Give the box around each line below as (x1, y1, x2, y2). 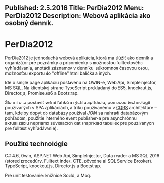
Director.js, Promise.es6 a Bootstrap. (5, 90, 79, 96)
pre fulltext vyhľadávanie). (5, 125, 58, 131)
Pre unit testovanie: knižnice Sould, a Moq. (5, 173, 92, 179)
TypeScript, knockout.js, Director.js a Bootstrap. (5, 163, 101, 169)
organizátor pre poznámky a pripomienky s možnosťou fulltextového (5, 60, 143, 66)
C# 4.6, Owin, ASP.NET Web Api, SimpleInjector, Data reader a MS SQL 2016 (5, 153, 160, 159)
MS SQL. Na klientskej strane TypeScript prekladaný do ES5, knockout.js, (5, 85, 153, 91)
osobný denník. (5, 19, 54, 27)
